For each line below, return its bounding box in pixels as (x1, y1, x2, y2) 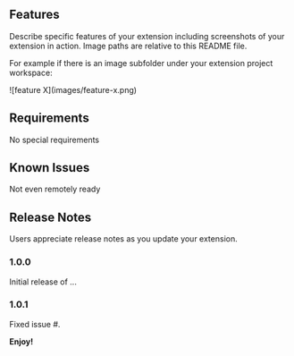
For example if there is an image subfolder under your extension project (9, 57, 273, 68)
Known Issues (9, 160, 90, 175)
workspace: (9, 67, 53, 78)
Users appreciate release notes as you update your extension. (9, 233, 239, 244)
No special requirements (9, 134, 100, 145)
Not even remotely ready (9, 183, 101, 195)
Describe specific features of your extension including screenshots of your (9, 30, 285, 41)
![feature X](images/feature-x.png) (9, 84, 137, 95)
